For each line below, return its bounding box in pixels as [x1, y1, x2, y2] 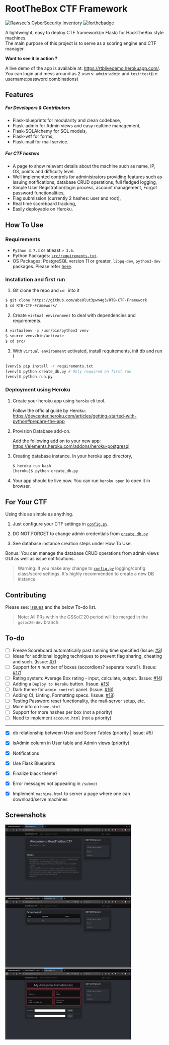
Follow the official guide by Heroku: [12, 407, 87, 413]
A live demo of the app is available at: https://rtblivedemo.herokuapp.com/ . [5, 65, 160, 71]
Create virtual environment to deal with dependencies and [12, 312, 136, 318]
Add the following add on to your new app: [12, 438, 101, 444]
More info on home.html [12, 704, 61, 710]
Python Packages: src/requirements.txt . [12, 252, 98, 258]
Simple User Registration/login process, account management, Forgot [12, 185, 157, 191]
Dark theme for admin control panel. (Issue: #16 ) [12, 687, 114, 693]
